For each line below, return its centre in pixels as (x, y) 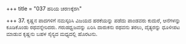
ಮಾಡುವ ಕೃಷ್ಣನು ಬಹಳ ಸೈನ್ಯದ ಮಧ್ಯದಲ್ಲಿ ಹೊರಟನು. (52, 34)
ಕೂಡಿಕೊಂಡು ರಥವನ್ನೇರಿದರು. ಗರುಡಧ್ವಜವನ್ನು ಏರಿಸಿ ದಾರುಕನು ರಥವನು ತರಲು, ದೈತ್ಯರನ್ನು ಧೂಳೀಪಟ (93, 27)
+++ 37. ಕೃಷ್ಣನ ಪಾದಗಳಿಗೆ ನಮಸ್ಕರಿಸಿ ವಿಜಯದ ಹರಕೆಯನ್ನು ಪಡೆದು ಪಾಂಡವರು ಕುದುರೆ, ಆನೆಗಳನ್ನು (94, 21)
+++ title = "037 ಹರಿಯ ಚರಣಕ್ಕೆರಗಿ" (44, 9)
